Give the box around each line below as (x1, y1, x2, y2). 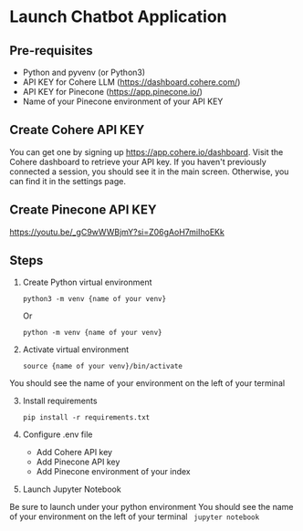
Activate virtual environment (22, 344, 130, 355)
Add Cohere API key (36, 447, 112, 458)
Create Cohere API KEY (9, 122, 145, 138)
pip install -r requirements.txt (22, 413, 151, 422)
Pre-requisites (9, 43, 93, 58)
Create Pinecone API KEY (9, 203, 157, 218)
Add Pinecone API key (36, 456, 120, 467)
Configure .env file (22, 429, 93, 440)
